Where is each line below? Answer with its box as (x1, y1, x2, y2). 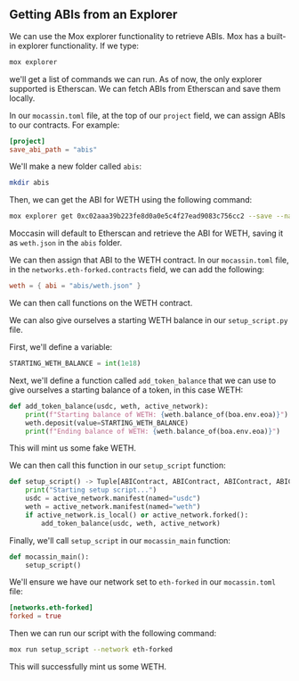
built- (266, 30, 287, 41)
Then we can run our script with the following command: (9, 628, 217, 639)
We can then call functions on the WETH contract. (9, 298, 193, 309)
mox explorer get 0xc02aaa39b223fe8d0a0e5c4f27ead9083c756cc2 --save (9, 212, 273, 221)
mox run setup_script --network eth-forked (9, 645, 174, 654)
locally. (9, 93, 36, 104)
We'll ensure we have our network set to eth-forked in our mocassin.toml (9, 577, 276, 587)
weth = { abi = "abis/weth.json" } (9, 281, 141, 291)
